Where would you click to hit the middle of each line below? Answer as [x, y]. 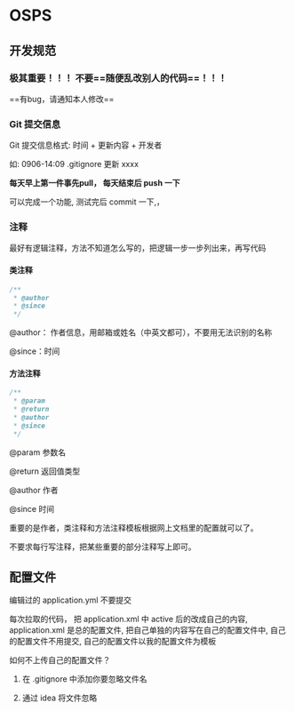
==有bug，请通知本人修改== [62, 99]
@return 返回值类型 [45, 471]
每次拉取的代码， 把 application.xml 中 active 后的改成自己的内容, [129, 619]
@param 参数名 [38, 452]
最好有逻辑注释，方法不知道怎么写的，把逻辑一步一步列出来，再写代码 [138, 248]
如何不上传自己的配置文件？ [60, 660]
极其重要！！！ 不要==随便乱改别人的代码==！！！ [118, 78]
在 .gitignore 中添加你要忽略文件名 [85, 679]
